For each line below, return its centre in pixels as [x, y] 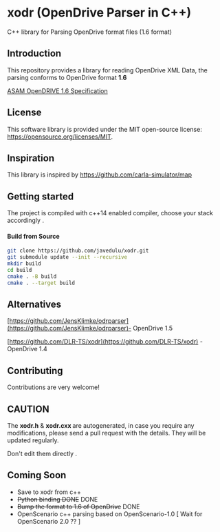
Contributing [35, 371]
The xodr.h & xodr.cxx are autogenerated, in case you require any [101, 426]
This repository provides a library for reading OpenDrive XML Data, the [107, 70]
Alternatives [34, 305]
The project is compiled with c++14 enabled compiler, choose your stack [110, 213]
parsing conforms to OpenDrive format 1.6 [67, 77]
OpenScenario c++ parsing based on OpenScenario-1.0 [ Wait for [110, 514]
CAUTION [28, 409]
